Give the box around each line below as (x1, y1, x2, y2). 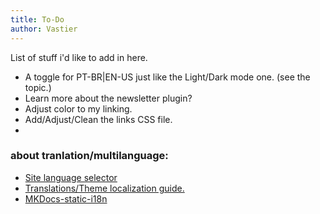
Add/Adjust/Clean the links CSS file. (24, 113, 173, 125)
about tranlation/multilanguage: (10, 149, 169, 163)
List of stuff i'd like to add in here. (10, 51, 148, 63)
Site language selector (24, 171, 118, 183)
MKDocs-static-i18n (24, 192, 108, 205)
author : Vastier (10, 24, 78, 34)
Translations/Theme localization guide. (24, 182, 185, 194)
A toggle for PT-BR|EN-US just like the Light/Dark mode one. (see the (24, 71, 311, 83)
